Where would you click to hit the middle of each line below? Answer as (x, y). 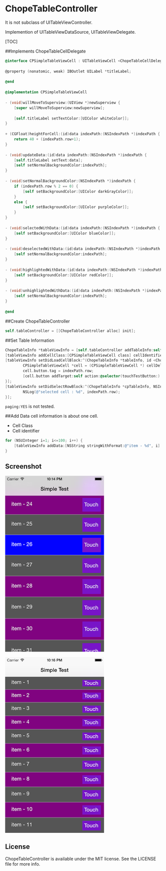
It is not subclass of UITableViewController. (49, 22)
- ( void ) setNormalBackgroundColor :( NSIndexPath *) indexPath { (70, 181)
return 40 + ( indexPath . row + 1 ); (47, 139)
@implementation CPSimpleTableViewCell (46, 92)
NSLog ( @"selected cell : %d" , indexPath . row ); (72, 392)
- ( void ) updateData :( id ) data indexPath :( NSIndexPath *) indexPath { (76, 155)
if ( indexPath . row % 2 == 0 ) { (46, 186)
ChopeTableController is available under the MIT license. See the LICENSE (81, 859)
